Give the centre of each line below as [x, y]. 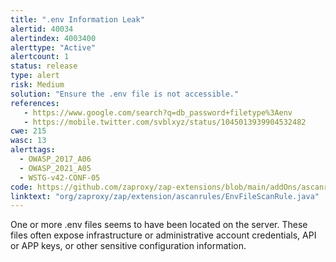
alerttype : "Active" [53, 47]
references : [35, 103]
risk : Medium [37, 85]
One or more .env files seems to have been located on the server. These [159, 225]
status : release [44, 66]
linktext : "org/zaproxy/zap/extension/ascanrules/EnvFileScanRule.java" [165, 196]
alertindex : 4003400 [53, 38]
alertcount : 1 [40, 57]
